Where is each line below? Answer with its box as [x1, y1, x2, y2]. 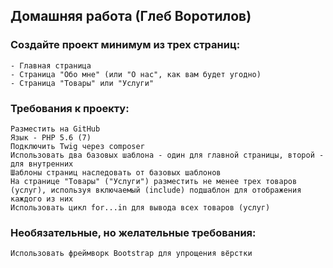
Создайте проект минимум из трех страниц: [10, 38, 241, 52]
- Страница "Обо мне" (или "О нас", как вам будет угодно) [10, 69, 262, 79]
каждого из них [10, 194, 74, 204]
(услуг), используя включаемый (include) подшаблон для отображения [10, 185, 302, 195]
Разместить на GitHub [10, 124, 101, 134]
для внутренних [10, 159, 74, 169]
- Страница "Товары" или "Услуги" [10, 78, 155, 88]
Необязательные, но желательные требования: [10, 225, 257, 239]
